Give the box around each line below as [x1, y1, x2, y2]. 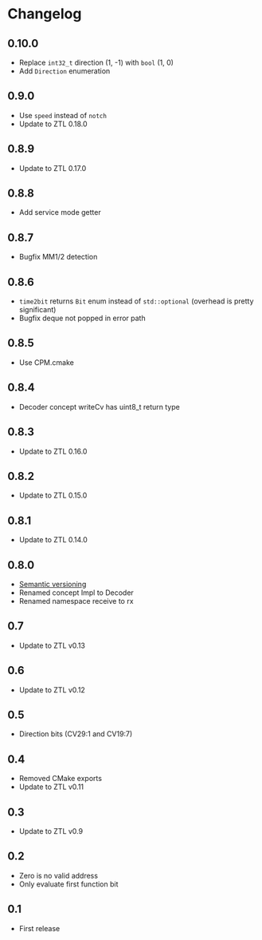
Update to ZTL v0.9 [18, 827, 84, 835]
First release [18, 923, 61, 933]
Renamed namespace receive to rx [18, 596, 134, 605]
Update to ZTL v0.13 [18, 641, 85, 650]
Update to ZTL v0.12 [18, 684, 85, 695]
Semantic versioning [18, 579, 87, 589]
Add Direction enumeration [18, 66, 111, 76]
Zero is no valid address [18, 871, 99, 880]
